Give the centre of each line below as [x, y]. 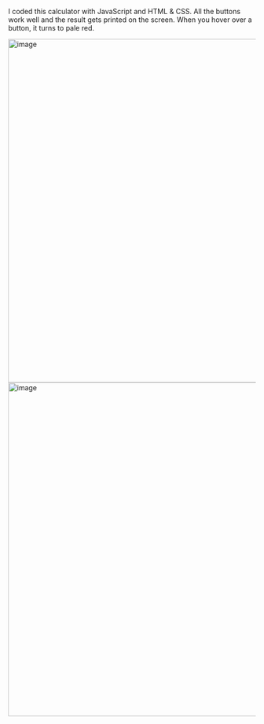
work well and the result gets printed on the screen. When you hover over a [130, 20]
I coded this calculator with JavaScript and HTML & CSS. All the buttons [125, 11]
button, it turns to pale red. [51, 28]
